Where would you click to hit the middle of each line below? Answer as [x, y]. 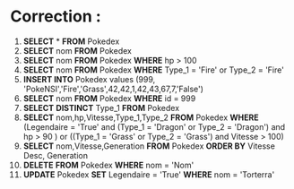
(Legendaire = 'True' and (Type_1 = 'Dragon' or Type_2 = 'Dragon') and [154, 126]
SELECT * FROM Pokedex [71, 41]
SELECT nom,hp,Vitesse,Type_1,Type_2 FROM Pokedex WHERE [141, 117]
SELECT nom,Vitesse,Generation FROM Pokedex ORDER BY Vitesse [149, 146]
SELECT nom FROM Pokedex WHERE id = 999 [109, 98]
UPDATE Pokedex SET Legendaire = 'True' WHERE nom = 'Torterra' [149, 174]
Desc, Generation [56, 155]
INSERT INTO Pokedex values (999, [89, 79]
